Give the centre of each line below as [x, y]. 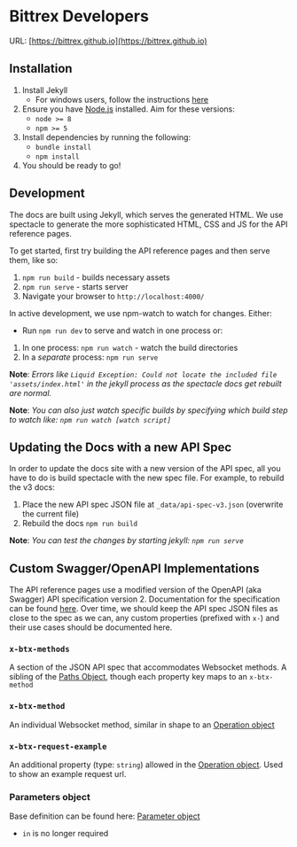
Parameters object [50, 797]
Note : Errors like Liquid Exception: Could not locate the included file [143, 374]
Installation [41, 69]
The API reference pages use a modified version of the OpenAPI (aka [135, 590]
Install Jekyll [45, 89]
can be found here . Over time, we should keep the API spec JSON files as [144, 609]
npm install [57, 157]
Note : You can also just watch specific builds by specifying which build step [148, 410]
